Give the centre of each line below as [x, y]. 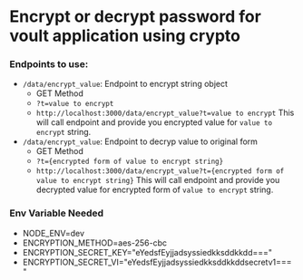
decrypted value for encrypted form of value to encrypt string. [155, 190]
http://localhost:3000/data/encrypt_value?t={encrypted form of [160, 171]
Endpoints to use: [49, 64]
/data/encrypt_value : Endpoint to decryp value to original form [140, 141]
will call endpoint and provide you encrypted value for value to [154, 122]
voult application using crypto [125, 36]
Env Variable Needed [57, 213]
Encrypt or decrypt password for [135, 17]
